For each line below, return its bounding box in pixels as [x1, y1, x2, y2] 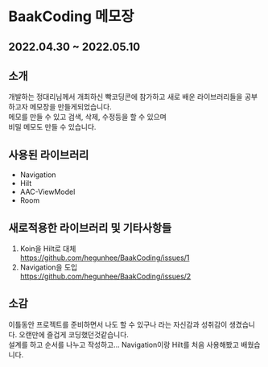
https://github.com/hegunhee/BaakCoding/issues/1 [19, 253, 190, 262]
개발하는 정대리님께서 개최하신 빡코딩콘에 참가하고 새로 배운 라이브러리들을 [8, 92, 243, 101]
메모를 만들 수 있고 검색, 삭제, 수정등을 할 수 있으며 [8, 112, 167, 122]
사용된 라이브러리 [8, 148, 89, 162]
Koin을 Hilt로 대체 [19, 244, 76, 254]
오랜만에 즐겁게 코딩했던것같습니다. [19, 329, 129, 339]
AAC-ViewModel [19, 187, 76, 197]
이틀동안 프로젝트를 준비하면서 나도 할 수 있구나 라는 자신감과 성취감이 [8, 320, 228, 329]
